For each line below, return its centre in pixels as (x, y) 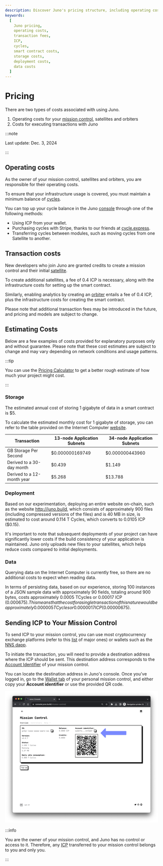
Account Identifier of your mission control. (47, 664)
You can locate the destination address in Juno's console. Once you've (76, 674)
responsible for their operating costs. (42, 184)
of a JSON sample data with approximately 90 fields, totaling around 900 (78, 592)
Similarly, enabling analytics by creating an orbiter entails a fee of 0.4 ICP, (79, 294)
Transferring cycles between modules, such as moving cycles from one (83, 233)
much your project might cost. (35, 375)
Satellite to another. (31, 238)
